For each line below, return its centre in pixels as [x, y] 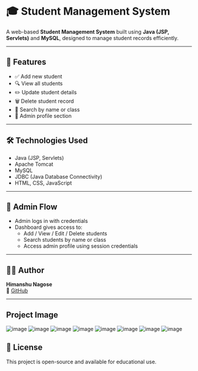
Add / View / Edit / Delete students [65, 234]
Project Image [32, 315]
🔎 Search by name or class [47, 109]
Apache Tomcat [34, 164]
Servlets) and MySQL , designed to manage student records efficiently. [92, 38]
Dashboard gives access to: [48, 227]
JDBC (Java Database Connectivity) [58, 176]
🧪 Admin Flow [32, 207]
